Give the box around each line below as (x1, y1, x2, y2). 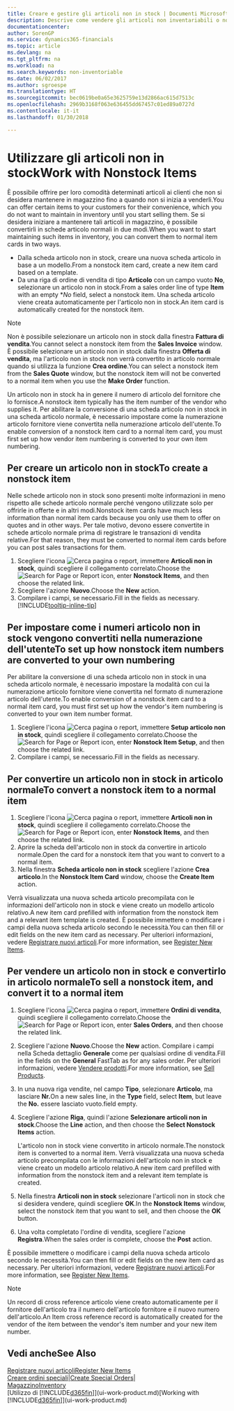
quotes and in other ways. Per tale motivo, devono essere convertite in (7, 521, 210, 530)
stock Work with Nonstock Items (7, 165, 197, 181)
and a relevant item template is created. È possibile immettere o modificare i (7, 916, 225, 924)
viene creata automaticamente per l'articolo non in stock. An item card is (17, 298, 224, 306)
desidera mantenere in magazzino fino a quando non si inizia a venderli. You (7, 195, 224, 204)
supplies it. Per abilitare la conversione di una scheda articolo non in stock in (7, 405, 227, 413)
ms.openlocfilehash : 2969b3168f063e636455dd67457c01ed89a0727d (7, 101, 195, 108)
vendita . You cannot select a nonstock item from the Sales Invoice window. (7, 340, 223, 348)
